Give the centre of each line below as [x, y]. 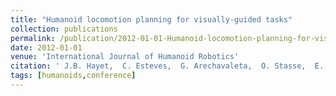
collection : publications [64, 29]
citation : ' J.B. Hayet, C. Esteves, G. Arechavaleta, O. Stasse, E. [167, 66]
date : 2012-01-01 [46, 47]
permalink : [33, 38]
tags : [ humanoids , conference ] [73, 76]
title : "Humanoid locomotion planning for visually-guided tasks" [151, 19]
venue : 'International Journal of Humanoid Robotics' [125, 57]
